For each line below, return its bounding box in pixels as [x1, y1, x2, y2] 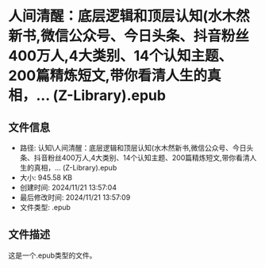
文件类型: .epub [19, 203, 71, 212]
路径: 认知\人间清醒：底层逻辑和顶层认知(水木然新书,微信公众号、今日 [19, 144, 247, 152]
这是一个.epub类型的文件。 [8, 251, 97, 260]
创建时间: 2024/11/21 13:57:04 [19, 183, 117, 192]
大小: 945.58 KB [19, 173, 73, 182]
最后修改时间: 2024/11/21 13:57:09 [19, 193, 131, 202]
